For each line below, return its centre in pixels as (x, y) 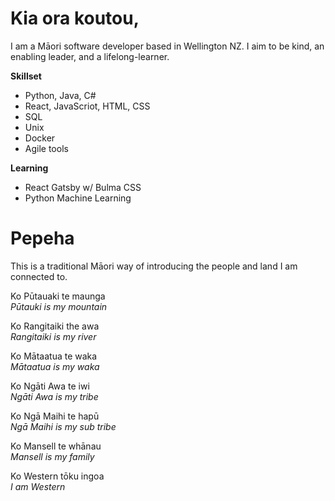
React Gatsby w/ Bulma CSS (83, 187)
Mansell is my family (52, 456)
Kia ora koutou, (75, 18)
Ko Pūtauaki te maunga (58, 296)
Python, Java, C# (60, 95)
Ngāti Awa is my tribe (54, 396)
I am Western (38, 486)
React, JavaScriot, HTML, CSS (87, 106)
